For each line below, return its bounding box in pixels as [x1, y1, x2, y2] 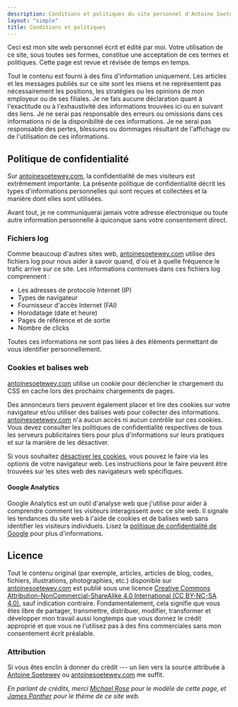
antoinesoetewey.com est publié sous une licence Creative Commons [7, 583, 211, 592]
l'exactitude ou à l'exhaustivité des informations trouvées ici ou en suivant [7, 102, 223, 111]
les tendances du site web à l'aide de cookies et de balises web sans [7, 514, 209, 522]
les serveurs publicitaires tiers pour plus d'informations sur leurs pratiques [7, 431, 225, 439]
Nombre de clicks [17, 324, 69, 333]
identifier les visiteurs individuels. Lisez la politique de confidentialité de [7, 522, 217, 530]
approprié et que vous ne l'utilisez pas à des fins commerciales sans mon [7, 621, 222, 630]
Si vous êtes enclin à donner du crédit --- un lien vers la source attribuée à [7, 663, 225, 671]
